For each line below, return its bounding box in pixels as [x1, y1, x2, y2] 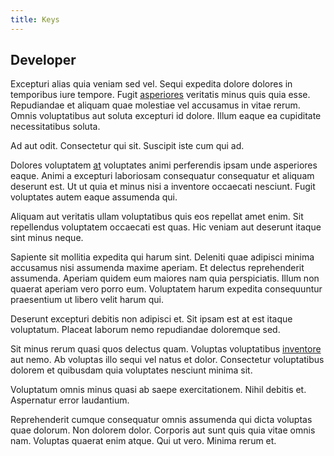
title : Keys [10, 14, 60, 25]
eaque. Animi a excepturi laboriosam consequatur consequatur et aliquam [10, 170, 315, 182]
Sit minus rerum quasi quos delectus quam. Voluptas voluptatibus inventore [10, 343, 322, 355]
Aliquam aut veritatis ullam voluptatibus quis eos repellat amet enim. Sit [10, 211, 304, 223]
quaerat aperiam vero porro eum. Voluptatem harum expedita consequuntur [10, 283, 323, 295]
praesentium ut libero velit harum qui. [10, 294, 165, 306]
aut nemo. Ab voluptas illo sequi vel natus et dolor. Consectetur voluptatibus [10, 354, 325, 366]
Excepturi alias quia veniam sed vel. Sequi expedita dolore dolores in [10, 78, 293, 90]
